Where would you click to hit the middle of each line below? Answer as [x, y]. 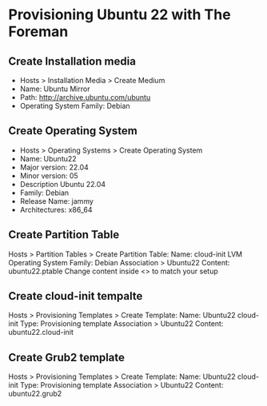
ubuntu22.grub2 [35, 394]
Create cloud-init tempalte [76, 296]
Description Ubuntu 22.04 [63, 184]
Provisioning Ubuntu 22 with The [120, 15]
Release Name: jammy [57, 201]
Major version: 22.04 [54, 167]
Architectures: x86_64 [56, 209]
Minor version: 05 [49, 175]
